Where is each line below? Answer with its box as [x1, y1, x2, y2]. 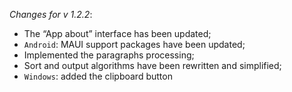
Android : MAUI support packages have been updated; [23, 39, 246, 50]
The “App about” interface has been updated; [23, 28, 212, 39]
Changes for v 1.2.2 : [9, 9, 93, 20]
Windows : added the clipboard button [23, 70, 173, 82]
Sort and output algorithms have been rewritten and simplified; [23, 60, 282, 71]
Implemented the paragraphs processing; [23, 49, 195, 61]
